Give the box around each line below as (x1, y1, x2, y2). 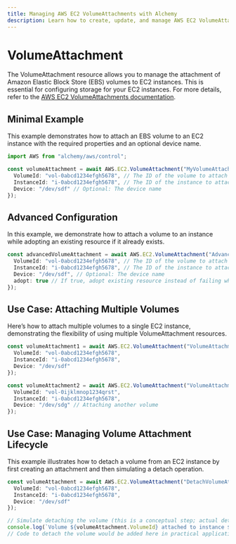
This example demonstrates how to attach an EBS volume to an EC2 (7, 132, 204, 141)
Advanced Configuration (7, 211, 118, 223)
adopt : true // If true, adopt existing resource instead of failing (13, 277, 221, 284)
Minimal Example (7, 113, 84, 125)
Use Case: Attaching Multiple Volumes (7, 303, 180, 315)
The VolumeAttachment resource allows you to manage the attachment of (7, 70, 221, 79)
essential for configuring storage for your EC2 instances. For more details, (7, 85, 222, 94)
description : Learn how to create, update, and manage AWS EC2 (7, 17, 197, 24)
